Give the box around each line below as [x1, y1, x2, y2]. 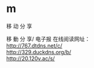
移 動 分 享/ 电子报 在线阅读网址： [6, 35, 90, 42]
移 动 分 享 [6, 22, 32, 29]
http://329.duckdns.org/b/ [6, 48, 72, 55]
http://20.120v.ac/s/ [6, 55, 55, 62]
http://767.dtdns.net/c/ [6, 42, 62, 49]
